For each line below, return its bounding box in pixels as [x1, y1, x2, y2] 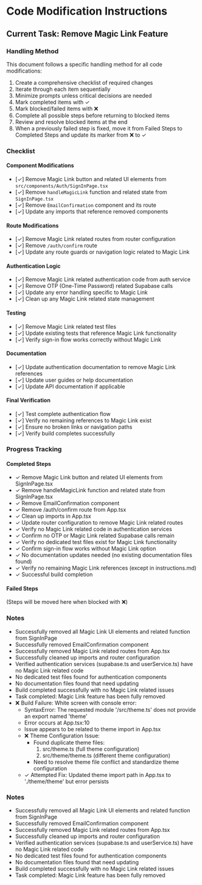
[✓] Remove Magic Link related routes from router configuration [15, 235, 176, 243]
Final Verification [6, 396, 50, 404]
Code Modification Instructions [6, 4, 168, 18]
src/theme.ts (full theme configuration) [42, 745, 140, 753]
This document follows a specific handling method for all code [6, 60, 163, 68]
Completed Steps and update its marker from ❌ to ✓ [15, 131, 147, 138]
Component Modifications [6, 162, 74, 169]
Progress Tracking [6, 445, 62, 453]
